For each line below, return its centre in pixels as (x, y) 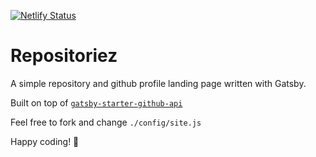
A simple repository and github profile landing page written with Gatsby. (158, 83)
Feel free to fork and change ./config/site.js (106, 122)
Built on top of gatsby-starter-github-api (96, 102)
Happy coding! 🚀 (45, 141)
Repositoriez (64, 56)
